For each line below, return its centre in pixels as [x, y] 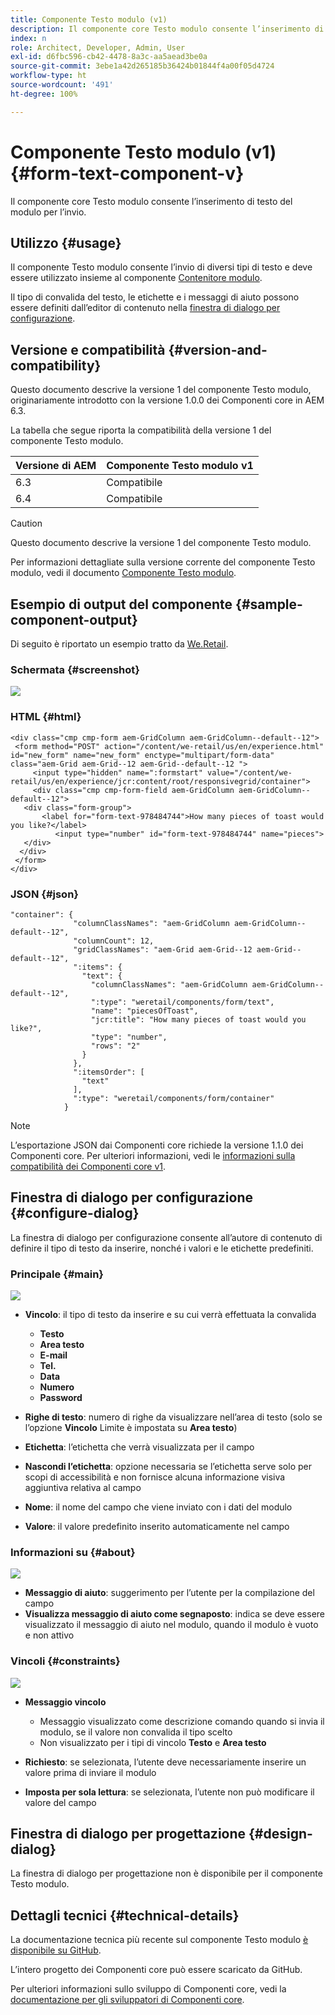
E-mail [53, 1355]
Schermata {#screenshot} [75, 669]
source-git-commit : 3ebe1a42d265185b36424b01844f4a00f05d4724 [142, 66]
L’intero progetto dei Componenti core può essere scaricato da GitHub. [156, 1970]
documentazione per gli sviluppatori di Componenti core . [127, 2000]
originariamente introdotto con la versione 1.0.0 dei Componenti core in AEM [167, 400]
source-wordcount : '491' [62, 85]
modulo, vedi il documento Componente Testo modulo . [123, 573]
